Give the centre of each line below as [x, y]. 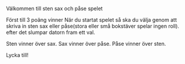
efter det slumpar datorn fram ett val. [51, 32]
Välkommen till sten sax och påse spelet [54, 9]
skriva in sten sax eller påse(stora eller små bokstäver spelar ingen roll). [93, 26]
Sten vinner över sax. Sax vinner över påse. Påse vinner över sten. [86, 44]
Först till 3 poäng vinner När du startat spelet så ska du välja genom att [92, 20]
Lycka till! [17, 55]
